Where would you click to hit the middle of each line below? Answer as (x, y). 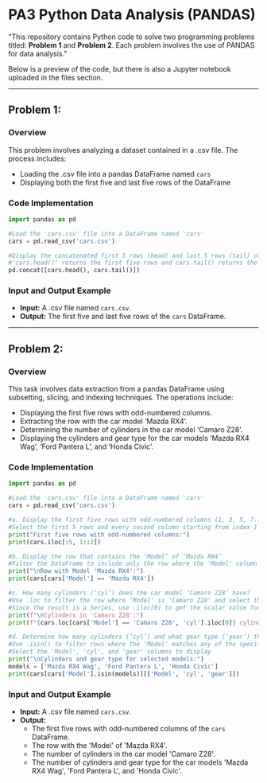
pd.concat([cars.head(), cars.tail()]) (74, 271)
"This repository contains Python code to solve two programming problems (132, 37)
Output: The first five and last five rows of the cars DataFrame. (123, 317)
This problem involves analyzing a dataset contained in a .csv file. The (123, 150)
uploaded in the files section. (56, 77)
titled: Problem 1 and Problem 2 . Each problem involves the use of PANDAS (132, 45)
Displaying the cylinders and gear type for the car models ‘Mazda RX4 (135, 438)
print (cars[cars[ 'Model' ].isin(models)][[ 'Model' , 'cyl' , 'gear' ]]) (124, 674)
